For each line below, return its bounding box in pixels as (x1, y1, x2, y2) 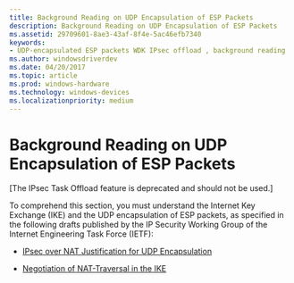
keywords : (9, 37, 46, 47)
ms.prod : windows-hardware (9, 79, 110, 88)
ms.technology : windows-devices (9, 87, 130, 96)
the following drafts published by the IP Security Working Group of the (9, 220, 268, 230)
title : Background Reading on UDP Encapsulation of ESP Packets (9, 12, 254, 22)
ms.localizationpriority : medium (9, 96, 134, 105)
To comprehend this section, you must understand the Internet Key (9, 200, 256, 211)
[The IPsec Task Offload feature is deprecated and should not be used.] (9, 183, 273, 194)
